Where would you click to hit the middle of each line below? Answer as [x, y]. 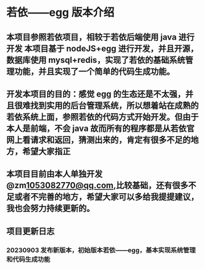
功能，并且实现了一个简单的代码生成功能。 [95, 71]
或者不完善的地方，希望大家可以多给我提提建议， [106, 197]
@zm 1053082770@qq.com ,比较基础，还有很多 [97, 186]
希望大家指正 [46, 151]
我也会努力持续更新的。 [50, 208]
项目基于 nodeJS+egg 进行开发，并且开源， [115, 49]
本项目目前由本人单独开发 [54, 174]
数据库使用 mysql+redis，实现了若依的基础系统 [96, 60]
